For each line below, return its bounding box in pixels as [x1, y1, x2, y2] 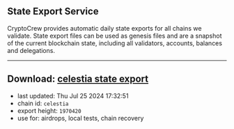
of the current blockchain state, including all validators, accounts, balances [7, 38, 223, 47]
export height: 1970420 [17, 106, 81, 114]
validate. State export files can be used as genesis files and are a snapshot [7, 31, 222, 40]
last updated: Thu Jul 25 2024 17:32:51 [17, 91, 129, 100]
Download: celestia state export [7, 73, 149, 85]
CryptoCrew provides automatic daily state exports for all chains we [7, 24, 202, 32]
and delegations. [7, 46, 56, 54]
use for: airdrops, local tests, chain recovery [17, 114, 144, 122]
